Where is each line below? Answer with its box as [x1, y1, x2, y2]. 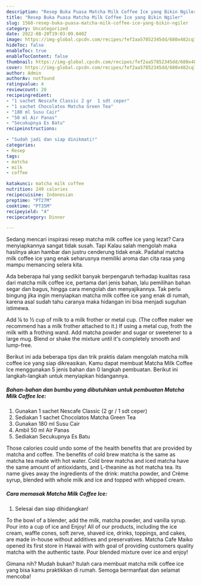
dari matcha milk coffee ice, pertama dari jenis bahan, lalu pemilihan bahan [6, 279, 191, 286]
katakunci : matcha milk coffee [6, 181, 84, 187]
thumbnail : [6, 59, 33, 65]
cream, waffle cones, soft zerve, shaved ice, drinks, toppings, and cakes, [6, 529, 187, 536]
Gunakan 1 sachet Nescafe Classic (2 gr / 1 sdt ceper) [14, 408, 148, 415]
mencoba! [6, 573, 31, 580]
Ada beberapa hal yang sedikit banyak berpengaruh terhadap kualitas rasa [6, 273, 190, 280]
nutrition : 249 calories [6, 186, 68, 192]
